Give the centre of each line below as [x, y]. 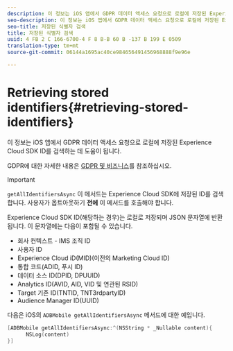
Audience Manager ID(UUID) [58, 300]
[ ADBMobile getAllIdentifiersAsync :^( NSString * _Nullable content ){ [110, 328]
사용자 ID [30, 249]
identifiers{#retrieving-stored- [98, 108]
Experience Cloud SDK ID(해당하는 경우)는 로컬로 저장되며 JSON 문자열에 [109, 217]
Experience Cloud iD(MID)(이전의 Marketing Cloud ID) [93, 258]
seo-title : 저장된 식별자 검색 [46, 26]
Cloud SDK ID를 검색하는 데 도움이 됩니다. [64, 151]
